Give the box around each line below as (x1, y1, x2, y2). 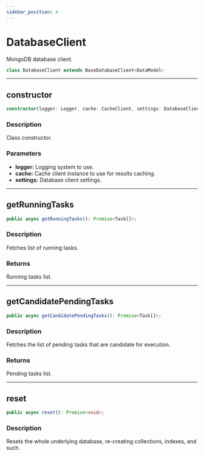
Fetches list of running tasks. (6, 244, 79, 251)
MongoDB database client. (6, 55, 73, 63)
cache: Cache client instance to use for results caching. (15, 169, 156, 177)
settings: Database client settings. (15, 176, 102, 183)
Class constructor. (6, 134, 52, 141)
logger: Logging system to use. (15, 163, 94, 171)
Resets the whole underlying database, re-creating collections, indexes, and (6, 438, 197, 445)
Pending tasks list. (6, 370, 52, 377)
